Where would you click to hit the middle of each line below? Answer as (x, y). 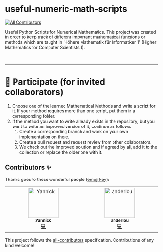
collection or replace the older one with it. (61, 152)
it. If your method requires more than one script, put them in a (74, 111)
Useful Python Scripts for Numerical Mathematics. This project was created (81, 32)
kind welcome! (20, 245)
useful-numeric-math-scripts (66, 9)
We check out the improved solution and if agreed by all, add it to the (88, 147)
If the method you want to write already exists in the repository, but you (83, 121)
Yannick (43, 220)
